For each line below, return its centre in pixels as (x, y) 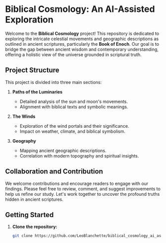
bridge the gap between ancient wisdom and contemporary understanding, (82, 49)
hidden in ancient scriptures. (34, 199)
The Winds (24, 116)
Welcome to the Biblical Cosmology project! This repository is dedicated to (82, 33)
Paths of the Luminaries (37, 92)
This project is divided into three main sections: (54, 82)
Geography (24, 141)
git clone (23, 236)
